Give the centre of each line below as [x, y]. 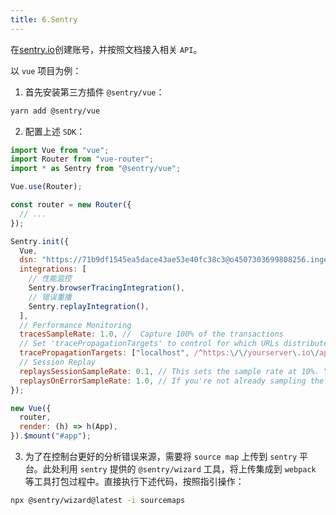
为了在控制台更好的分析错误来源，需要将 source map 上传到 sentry [161, 456]
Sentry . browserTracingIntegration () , [107, 288]
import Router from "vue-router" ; [82, 159]
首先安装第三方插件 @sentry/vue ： [94, 92]
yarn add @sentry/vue [55, 111]
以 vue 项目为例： [46, 70]
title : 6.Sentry [44, 19]
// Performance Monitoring [75, 325]
